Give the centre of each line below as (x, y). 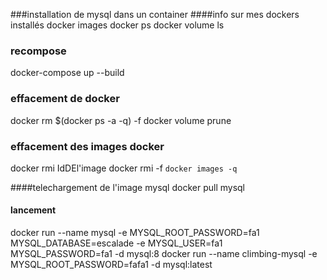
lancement (33, 210)
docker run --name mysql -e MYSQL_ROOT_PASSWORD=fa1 (135, 233)
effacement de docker (65, 99)
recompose (38, 51)
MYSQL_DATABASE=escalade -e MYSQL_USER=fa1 (116, 243)
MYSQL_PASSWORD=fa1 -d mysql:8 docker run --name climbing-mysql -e (164, 254)
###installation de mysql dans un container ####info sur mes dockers (155, 14)
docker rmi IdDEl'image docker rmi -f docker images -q (124, 168)
